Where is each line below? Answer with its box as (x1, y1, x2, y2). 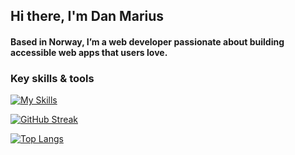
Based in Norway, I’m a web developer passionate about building (10, 35, 285, 48)
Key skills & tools (10, 71, 95, 85)
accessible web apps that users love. (10, 46, 168, 58)
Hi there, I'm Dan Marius (10, 8, 165, 25)
